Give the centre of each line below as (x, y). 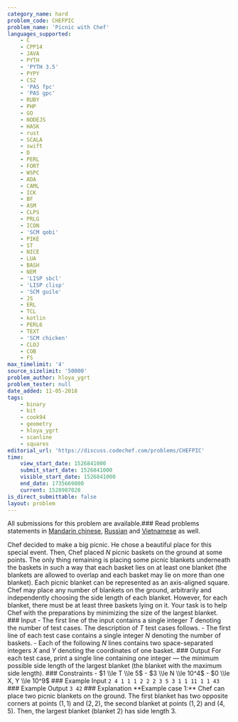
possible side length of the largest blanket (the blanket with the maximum (115, 666)
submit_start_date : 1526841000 (66, 470)
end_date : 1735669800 (52, 484)
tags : (15, 398)
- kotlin (33, 318)
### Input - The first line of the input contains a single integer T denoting (114, 620)
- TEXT (30, 331)
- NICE (30, 252)
